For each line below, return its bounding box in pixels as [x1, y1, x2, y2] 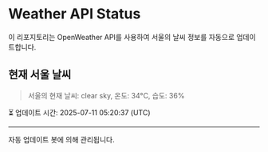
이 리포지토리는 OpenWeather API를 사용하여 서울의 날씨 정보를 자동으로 [8, 32, 235, 42]
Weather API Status [8, 5, 141, 23]
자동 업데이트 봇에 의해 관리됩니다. [8, 134, 115, 144]
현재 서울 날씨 [8, 68, 72, 82]
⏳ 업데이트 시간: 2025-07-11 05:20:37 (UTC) [8, 107, 151, 117]
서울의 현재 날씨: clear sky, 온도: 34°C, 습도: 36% [27, 90, 185, 100]
